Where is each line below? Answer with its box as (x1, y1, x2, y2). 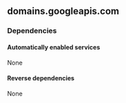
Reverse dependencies (7, 74, 74, 82)
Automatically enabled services (7, 43, 101, 51)
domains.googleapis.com (7, 5, 120, 17)
